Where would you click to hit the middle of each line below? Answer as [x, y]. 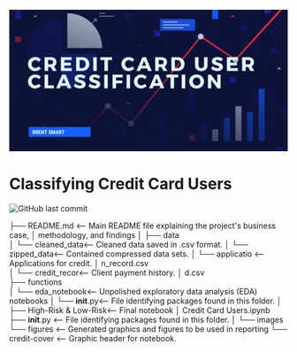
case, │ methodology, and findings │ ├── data [94, 234]
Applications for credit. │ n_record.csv [79, 263]
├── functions [36, 282]
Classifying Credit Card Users [121, 184]
